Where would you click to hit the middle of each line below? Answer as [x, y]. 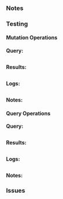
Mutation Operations [32, 38]
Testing [17, 23]
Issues [16, 191]
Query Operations [28, 113]
